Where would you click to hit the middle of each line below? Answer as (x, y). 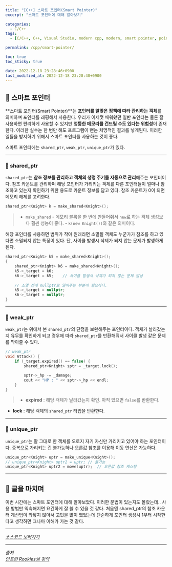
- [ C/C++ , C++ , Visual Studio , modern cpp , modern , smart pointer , (83, 38)
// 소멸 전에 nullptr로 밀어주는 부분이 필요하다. (61, 285)
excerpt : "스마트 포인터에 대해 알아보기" (44, 15)
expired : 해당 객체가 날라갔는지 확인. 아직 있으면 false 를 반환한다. (92, 400)
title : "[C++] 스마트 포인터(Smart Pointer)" (51, 10)
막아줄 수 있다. (25, 342)
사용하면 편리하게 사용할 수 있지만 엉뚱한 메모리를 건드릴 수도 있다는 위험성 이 (81, 124)
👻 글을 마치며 (25, 489)
